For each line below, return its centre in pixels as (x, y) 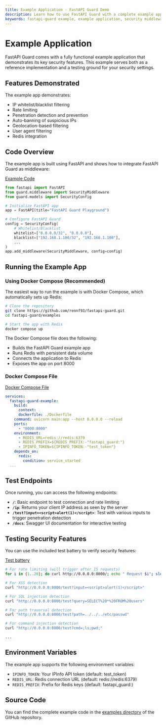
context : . (29, 410)
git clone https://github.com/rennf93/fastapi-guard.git (65, 311)
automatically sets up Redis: (34, 297)
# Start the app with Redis (34, 324)
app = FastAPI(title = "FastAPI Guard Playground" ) (57, 210)
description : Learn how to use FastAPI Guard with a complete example (79, 14)
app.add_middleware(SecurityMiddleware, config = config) (64, 251)
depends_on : (26, 452)
